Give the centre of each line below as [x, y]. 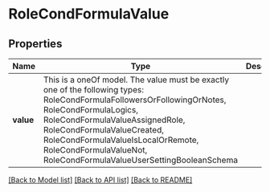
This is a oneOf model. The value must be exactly [136, 80]
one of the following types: [94, 90]
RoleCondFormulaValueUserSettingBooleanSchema [141, 160]
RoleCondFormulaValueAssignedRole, [114, 120]
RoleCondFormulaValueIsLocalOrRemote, [121, 140]
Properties [35, 44]
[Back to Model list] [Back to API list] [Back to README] [100, 180]
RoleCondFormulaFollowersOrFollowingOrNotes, [135, 100]
